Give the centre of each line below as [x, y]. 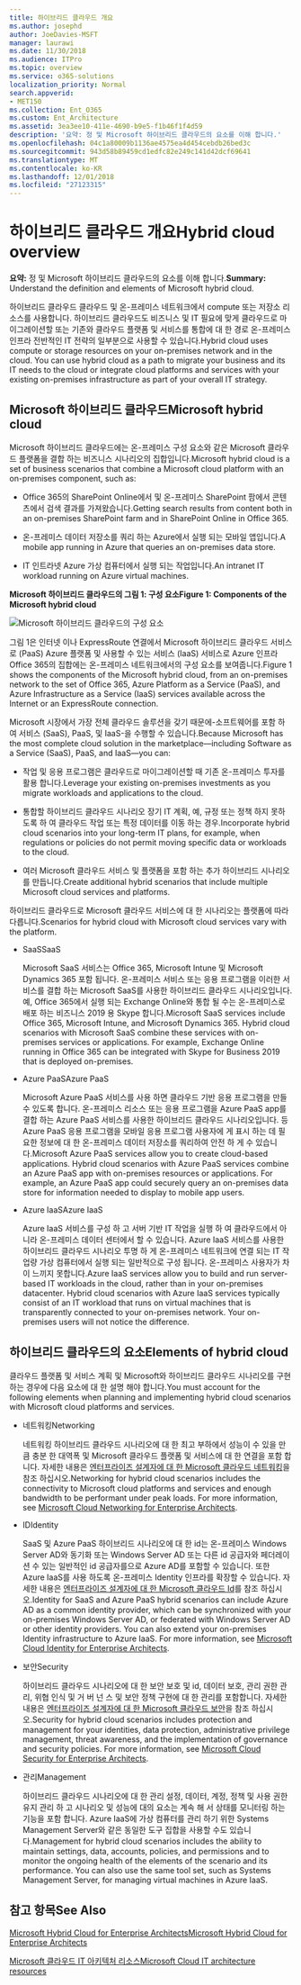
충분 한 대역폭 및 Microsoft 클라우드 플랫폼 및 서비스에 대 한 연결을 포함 [157, 1456]
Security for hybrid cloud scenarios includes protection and [142, 1719]
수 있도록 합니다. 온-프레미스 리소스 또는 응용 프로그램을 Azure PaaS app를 [155, 1108]
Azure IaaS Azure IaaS [62, 1209]
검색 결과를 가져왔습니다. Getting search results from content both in [169, 508]
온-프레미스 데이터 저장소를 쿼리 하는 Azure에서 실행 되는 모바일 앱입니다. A [154, 537]
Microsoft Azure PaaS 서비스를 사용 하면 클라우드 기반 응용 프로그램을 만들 [155, 1097]
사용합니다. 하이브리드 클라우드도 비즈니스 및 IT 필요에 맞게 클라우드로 [155, 318]
